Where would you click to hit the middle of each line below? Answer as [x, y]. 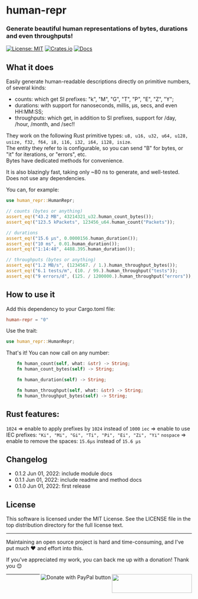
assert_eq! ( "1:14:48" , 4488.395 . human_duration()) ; [71, 249]
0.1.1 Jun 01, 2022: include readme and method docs [78, 480]
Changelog [27, 459]
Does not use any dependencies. [46, 178]
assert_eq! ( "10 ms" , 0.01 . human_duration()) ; [63, 244]
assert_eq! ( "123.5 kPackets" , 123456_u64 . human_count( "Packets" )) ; [91, 222]
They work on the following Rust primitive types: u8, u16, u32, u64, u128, [97, 135]
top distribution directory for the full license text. [65, 525]
